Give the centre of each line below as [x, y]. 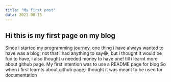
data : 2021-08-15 [24, 15]
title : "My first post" [31, 10]
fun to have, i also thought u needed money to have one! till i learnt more [81, 59]
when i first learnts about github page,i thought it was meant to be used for [84, 70]
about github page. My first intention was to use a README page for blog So [86, 64]
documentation [21, 75]
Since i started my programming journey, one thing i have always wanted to [84, 48]
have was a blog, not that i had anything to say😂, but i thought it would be [84, 53]
